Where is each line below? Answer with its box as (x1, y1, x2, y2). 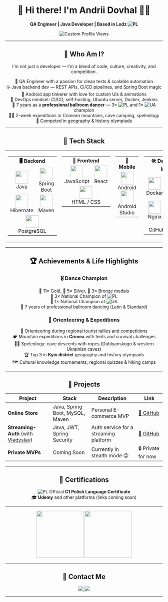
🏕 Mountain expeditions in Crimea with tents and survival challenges (12, 333, 156, 339)
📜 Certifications (59, 475, 109, 484)
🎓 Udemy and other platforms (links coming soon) (31, 494, 137, 500)
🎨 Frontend (72, 157, 99, 164)
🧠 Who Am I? (63, 50, 104, 59)
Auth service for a (91, 424, 133, 431)
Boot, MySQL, (52, 410, 85, 417)
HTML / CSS (71, 198, 101, 205)
